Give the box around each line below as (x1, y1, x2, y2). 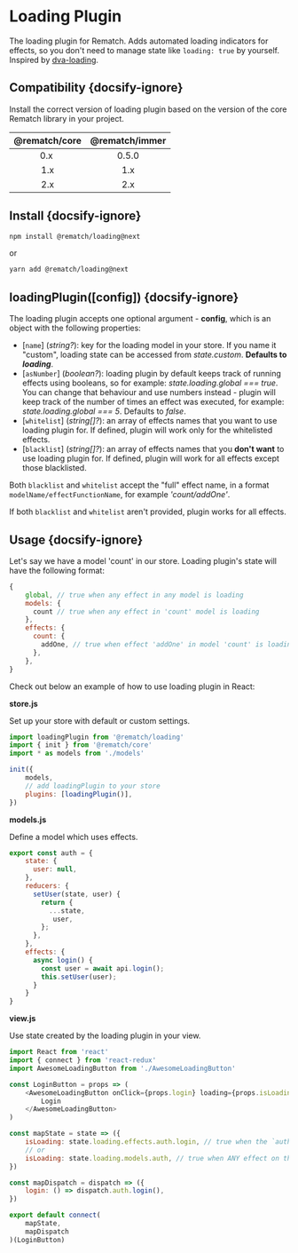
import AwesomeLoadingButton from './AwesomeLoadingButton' (9, 1064, 237, 1073)
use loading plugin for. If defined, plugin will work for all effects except (21, 453, 279, 464)
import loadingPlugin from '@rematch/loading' (9, 733, 184, 741)
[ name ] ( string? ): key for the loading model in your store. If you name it (21, 340, 277, 351)
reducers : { (25, 882, 69, 891)
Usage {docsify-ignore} (9, 532, 144, 547)
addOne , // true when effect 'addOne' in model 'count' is (41, 640, 264, 649)
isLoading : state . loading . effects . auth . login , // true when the (25, 1138, 268, 1146)
